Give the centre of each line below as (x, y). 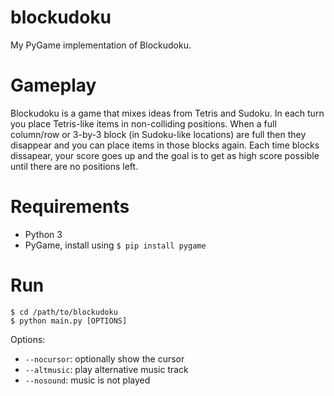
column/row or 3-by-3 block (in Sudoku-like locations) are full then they (158, 134)
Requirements (70, 207)
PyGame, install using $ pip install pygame (115, 245)
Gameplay (53, 85)
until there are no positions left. (74, 166)
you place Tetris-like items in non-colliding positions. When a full (143, 123)
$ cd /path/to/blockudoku (64, 312)
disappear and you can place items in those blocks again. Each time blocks (165, 145)
